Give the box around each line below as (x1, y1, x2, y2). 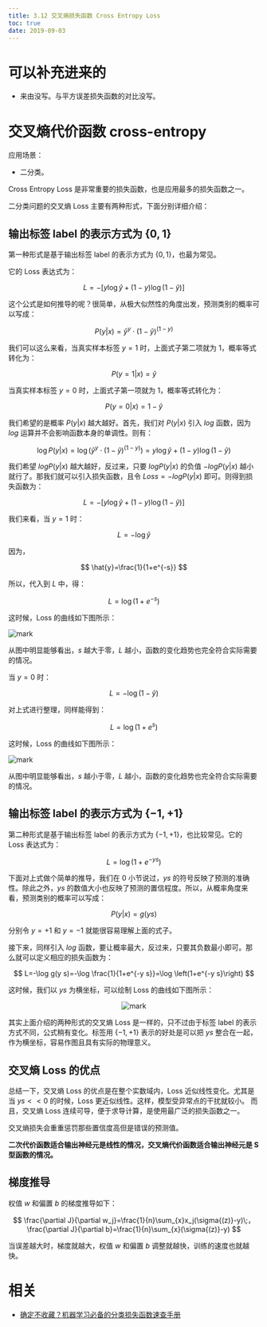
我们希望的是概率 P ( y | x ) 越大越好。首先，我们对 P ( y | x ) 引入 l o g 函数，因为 (8, 417, 251, 428)
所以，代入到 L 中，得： (8, 579, 86, 588)
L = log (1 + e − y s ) (106, 855, 162, 867)
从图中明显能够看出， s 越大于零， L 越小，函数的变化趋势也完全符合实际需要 (8, 645, 257, 656)
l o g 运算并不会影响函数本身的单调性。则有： (8, 428, 154, 437)
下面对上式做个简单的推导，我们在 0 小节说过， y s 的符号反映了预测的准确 (8, 873, 249, 883)
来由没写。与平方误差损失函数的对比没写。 (19, 91, 160, 101)
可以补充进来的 (8, 63, 107, 82)
